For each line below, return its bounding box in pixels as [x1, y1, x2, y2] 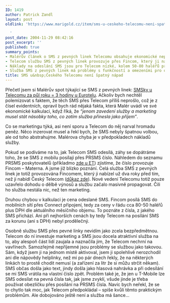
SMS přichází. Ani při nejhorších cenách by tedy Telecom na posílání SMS [5, 213, 159, 219]
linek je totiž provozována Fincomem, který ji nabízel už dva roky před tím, [5, 171, 160, 177]
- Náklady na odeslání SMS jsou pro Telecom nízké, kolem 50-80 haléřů [5, 64, 159, 69]
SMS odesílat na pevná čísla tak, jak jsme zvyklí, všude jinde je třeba [5, 276, 148, 282]
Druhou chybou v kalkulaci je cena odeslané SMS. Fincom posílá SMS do [5, 196, 158, 203]
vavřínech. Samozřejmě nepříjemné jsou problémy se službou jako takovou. [5, 244, 163, 250]
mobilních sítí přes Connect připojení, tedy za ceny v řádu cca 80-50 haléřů [5, 202, 163, 208]
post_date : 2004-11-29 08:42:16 [5, 35, 73, 40]
